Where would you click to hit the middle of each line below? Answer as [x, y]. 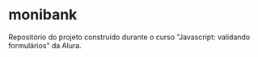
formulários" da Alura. [45, 45]
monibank [43, 15]
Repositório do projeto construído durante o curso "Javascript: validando [129, 37]
